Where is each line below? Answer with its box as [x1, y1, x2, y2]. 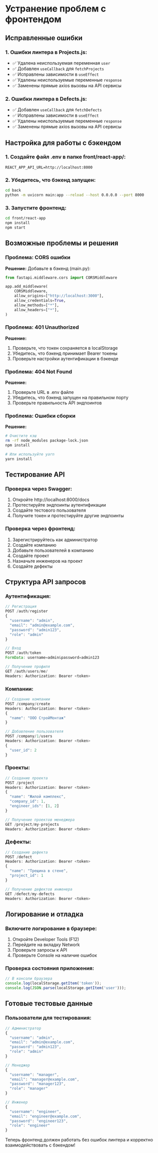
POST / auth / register [5, 609, 48, 614]
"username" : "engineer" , [9, 1109, 61, 1114]
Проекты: [5, 764, 30, 771]
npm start [5, 225, 26, 230]
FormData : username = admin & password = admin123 [5, 655, 99, 660]
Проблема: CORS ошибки [5, 254, 71, 261]
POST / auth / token [5, 650, 41, 655]
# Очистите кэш [5, 433, 37, 438]
